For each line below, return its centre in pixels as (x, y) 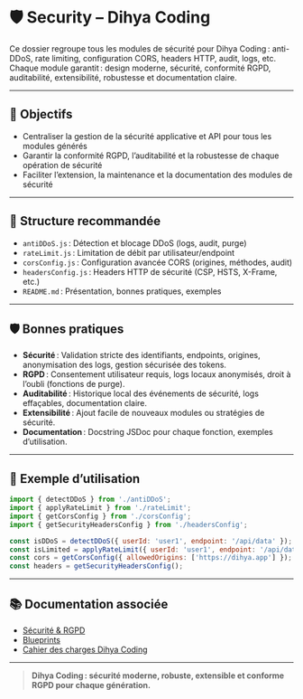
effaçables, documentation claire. (84, 403)
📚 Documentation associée (89, 604)
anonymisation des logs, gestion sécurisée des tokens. (124, 365)
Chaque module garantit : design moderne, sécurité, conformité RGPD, (140, 68)
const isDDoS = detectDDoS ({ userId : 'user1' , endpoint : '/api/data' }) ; (151, 541)
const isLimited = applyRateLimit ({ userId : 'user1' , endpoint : (133, 549)
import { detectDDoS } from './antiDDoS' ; (90, 500)
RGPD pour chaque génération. (91, 685)
